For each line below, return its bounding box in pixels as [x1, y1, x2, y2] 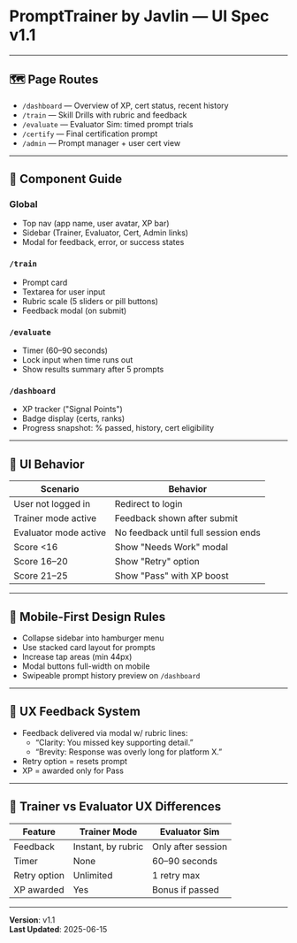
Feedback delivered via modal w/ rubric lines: [21, 727, 188, 738]
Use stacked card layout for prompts [21, 641, 156, 652]
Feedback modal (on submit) [21, 305, 127, 316]
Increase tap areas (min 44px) [21, 651, 133, 662]
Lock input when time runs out [21, 355, 133, 365]
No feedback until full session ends [114, 526, 261, 539]
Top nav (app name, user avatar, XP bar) [21, 218, 170, 229]
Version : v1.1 [9, 914, 56, 925]
